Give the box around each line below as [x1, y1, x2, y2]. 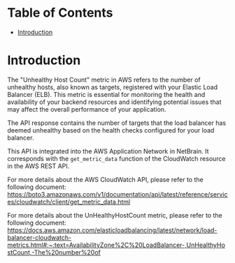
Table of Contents [7, 5, 113, 21]
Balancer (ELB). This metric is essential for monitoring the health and [7, 90, 206, 98]
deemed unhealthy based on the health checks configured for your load [7, 126, 215, 134]
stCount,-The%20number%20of [7, 248, 101, 256]
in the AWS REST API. [7, 162, 70, 170]
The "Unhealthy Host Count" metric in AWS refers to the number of [7, 75, 201, 84]
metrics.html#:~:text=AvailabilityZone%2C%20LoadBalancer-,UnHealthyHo [7, 241, 226, 249]
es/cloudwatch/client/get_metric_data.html [7, 197, 131, 206]
